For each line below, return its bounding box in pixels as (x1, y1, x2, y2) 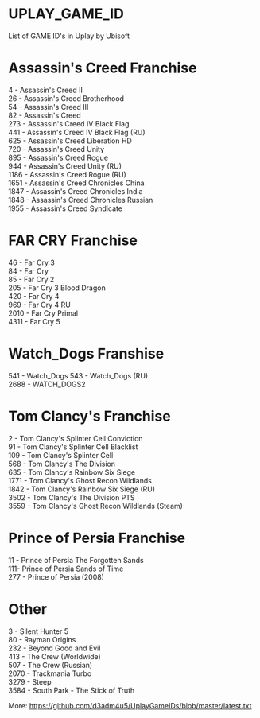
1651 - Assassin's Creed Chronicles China (8, 178, 145, 188)
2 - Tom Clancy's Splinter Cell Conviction (8, 433, 143, 443)
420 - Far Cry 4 (8, 291, 60, 301)
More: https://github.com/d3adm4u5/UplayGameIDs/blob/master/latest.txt (8, 701, 252, 710)
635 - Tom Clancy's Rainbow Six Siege (8, 467, 136, 477)
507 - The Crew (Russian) (8, 660, 93, 669)
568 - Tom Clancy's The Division (8, 459, 115, 468)
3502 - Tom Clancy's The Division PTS (8, 492, 135, 502)
